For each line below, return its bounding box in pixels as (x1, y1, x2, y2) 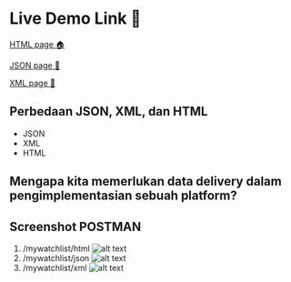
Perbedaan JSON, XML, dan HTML (9, 104, 208, 119)
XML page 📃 (9, 77, 56, 88)
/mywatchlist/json (22, 252, 90, 263)
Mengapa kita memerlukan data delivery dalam (9, 174, 282, 189)
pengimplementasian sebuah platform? (9, 188, 238, 204)
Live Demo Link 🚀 (9, 8, 142, 29)
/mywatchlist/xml (22, 262, 87, 273)
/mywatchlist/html (22, 243, 91, 254)
